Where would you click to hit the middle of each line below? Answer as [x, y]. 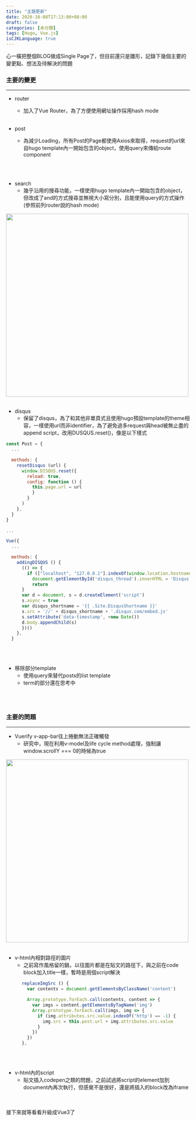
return [40, 584]
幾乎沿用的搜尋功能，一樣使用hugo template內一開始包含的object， [104, 190]
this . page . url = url [57, 487]
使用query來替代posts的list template [67, 676]
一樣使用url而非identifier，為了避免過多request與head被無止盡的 [111, 426]
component [37, 155]
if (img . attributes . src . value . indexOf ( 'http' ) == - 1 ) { [106, 1016]
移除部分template [35, 668]
